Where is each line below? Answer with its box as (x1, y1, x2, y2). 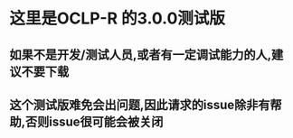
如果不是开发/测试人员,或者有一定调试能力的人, (9, 47, 272, 62)
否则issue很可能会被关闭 (25, 114, 164, 129)
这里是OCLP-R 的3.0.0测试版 (9, 8, 226, 29)
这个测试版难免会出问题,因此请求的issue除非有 (9, 97, 270, 113)
